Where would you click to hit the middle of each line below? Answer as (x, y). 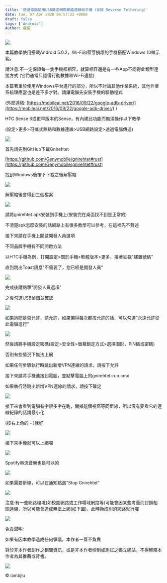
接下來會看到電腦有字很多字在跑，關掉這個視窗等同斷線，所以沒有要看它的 (81, 406)
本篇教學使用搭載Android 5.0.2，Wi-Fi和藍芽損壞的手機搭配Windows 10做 (80, 52)
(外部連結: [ (17, 103)
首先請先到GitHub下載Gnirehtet (37, 149)
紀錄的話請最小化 (27, 412)
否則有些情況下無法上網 (29, 354)
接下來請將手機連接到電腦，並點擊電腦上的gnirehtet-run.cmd (67, 376)
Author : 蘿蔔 (18, 28)
